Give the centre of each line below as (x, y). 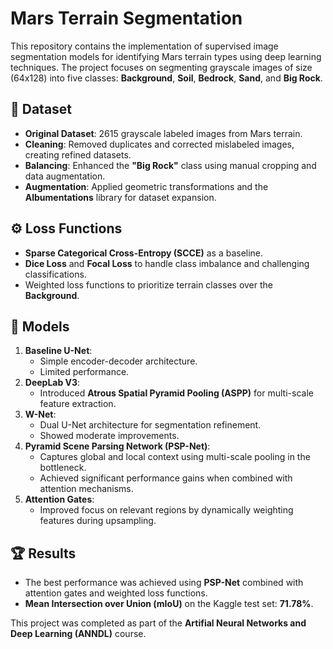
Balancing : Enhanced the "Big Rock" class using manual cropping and (170, 165)
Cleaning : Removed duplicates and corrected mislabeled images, (159, 144)
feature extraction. (78, 404)
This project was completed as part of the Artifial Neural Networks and (158, 623)
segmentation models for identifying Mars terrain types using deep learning (166, 56)
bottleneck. (63, 468)
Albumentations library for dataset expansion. (120, 197)
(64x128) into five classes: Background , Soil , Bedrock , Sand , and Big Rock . (166, 78)
